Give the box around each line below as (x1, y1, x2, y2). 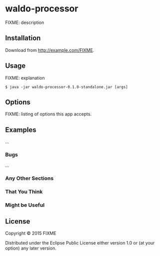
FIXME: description (5, 19, 44, 25)
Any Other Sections (5, 175, 54, 182)
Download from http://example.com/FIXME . (5, 47, 95, 53)
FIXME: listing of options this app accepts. (5, 111, 92, 117)
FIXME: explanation (5, 75, 45, 81)
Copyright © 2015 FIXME (5, 230, 56, 237)
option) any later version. (5, 245, 56, 252)
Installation (5, 34, 41, 42)
